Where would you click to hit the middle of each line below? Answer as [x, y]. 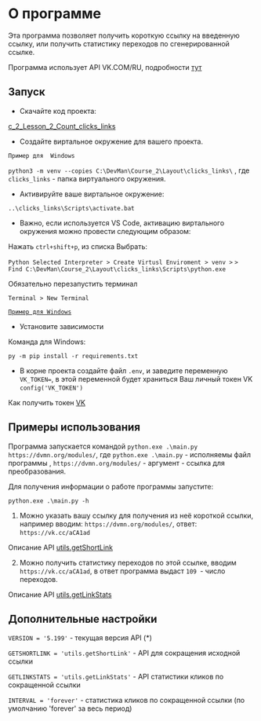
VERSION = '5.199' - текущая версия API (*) [80, 638]
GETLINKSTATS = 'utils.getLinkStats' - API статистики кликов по [116, 677]
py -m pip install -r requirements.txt [73, 356]
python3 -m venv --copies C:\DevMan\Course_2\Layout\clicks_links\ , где [129, 170]
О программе [55, 14]
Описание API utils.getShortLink [61, 547]
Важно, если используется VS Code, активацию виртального [122, 223]
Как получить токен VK [47, 402]
